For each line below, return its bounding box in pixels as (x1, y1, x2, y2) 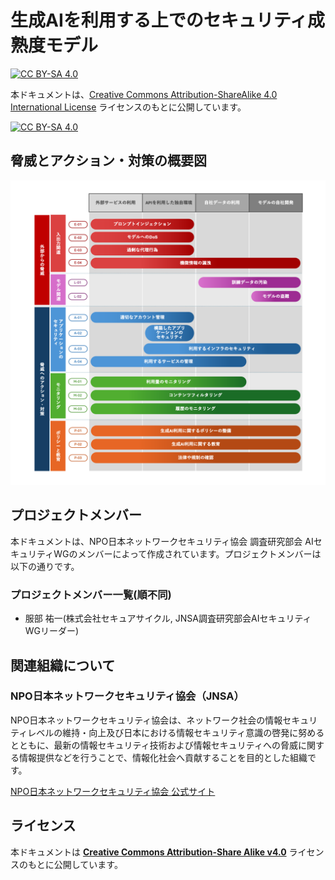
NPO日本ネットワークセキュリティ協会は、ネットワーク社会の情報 (10, 714, 283, 726)
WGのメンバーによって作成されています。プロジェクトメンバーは (53, 547, 322, 560)
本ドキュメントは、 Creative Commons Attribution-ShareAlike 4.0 (10, 88, 278, 100)
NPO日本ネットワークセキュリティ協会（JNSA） (10, 689, 245, 703)
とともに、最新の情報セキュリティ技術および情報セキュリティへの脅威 (10, 739, 298, 751)
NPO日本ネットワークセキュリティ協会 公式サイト (10, 785, 216, 797)
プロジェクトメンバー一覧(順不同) (10, 587, 172, 601)
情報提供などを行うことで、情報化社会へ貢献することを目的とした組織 (18, 751, 308, 763)
